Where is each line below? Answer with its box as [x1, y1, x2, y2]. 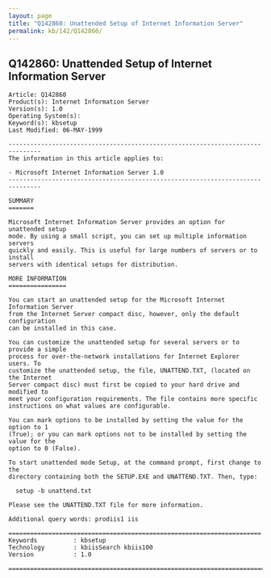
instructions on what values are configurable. [8, 402, 172, 411]
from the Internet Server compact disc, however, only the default [8, 310, 240, 319]
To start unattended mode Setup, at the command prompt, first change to [8, 458, 262, 467]
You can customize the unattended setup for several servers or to [8, 339, 240, 347]
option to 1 [8, 424, 48, 432]
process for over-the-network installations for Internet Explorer [8, 352, 240, 361]
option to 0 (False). [8, 445, 81, 453]
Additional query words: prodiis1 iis [8, 515, 139, 524]
